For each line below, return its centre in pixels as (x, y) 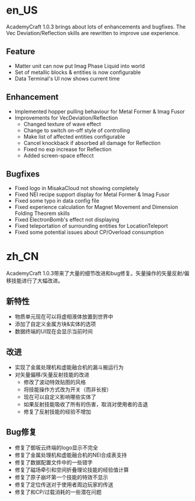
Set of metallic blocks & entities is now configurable (78, 72)
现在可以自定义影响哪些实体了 (60, 397)
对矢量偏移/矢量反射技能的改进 (52, 374)
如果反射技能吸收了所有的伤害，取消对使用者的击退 (86, 404)
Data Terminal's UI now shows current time (67, 78)
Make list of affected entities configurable (74, 136)
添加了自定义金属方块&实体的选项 (55, 324)
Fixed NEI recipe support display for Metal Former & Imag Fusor (92, 195)
